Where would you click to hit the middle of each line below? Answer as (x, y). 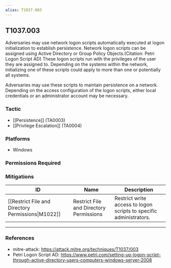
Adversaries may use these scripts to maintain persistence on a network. (82, 85)
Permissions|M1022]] (34, 214)
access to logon (133, 205)
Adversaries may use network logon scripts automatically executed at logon (85, 43)
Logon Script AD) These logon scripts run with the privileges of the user (81, 59)
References (20, 238)
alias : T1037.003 (24, 10)
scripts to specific (136, 211)
